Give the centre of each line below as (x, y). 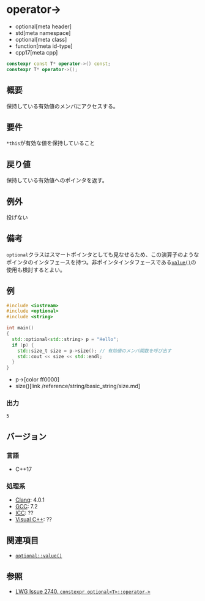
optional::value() (39, 556)
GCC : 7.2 (26, 507)
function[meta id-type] (44, 46)
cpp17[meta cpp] (36, 52)
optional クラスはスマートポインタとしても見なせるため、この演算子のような (103, 255)
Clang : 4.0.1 (30, 500)
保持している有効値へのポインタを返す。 (57, 180)
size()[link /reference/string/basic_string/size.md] (78, 386)
